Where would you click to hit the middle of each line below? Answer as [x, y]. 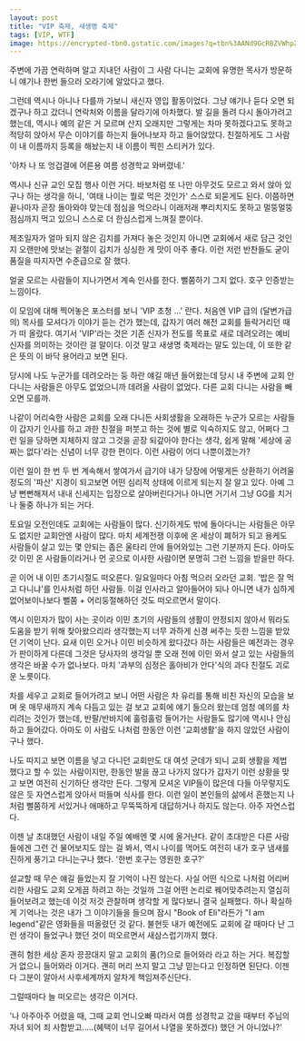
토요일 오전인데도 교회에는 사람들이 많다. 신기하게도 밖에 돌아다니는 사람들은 [144, 524]
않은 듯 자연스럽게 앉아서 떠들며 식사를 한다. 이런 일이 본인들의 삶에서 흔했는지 [148, 795]
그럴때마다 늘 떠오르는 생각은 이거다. [74, 996]
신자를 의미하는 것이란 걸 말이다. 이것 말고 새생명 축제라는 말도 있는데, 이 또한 [146, 345]
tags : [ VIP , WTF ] [42, 35]
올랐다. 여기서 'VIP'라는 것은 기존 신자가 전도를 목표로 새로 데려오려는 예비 [159, 333]
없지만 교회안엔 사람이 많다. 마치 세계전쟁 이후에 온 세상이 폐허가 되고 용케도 [153, 536]
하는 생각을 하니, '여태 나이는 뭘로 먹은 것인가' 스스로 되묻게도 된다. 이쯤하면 [160, 196]
